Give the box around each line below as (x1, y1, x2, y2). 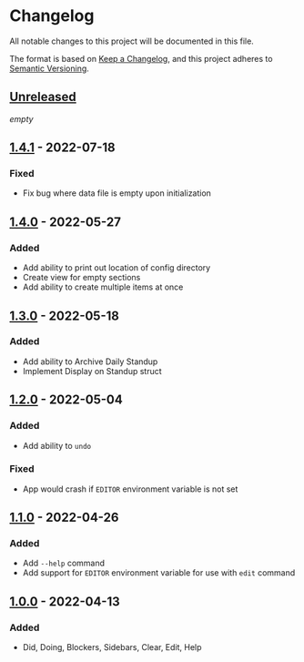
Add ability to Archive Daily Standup (22, 356, 158, 367)
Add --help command (22, 557, 106, 569)
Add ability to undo (22, 440, 92, 451)
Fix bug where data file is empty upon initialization (22, 188, 212, 199)
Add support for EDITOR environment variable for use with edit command (22, 567, 296, 578)
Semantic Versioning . (9, 63, 89, 74)
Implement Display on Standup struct (22, 365, 162, 376)
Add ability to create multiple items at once (22, 281, 184, 292)
